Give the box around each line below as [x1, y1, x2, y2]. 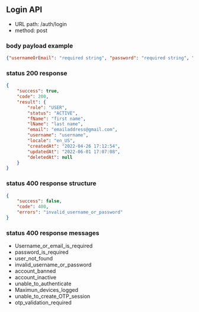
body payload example [6, 42, 73, 50]
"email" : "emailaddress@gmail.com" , [27, 127, 118, 133]
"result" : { [17, 99, 46, 105]
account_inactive [14, 274, 57, 281]
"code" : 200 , [17, 94, 49, 100]
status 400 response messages [6, 228, 99, 237]
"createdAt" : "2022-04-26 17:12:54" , [27, 143, 120, 149]
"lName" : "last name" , [27, 121, 84, 127]
